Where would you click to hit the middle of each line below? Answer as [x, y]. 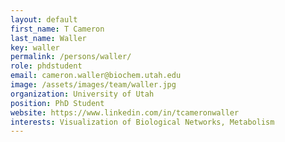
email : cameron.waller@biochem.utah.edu [96, 76]
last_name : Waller [48, 38]
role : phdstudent [46, 66]
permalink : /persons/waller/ [71, 57]
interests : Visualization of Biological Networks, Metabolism [142, 122]
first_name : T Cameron [57, 29]
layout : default [44, 19]
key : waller [35, 47]
